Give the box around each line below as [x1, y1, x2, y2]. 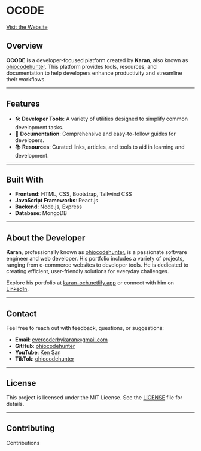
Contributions [6, 439, 40, 446]
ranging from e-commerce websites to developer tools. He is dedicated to [6, 261, 189, 268]
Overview [6, 41, 44, 51]
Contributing [6, 423, 55, 434]
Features [6, 99, 40, 109]
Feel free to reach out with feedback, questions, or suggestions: [6, 325, 165, 331]
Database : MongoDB [14, 210, 68, 217]
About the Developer [6, 232, 86, 243]
